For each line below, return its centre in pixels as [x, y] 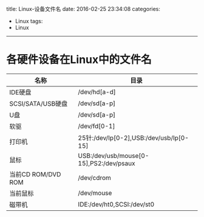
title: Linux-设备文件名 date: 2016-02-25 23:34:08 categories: [83, 9]
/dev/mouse [95, 193]
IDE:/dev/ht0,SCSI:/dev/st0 [116, 204]
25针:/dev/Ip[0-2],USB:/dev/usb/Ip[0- [134, 137]
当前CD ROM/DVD [35, 174]
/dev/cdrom [94, 177]
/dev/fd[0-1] [97, 126]
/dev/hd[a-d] [97, 92]
